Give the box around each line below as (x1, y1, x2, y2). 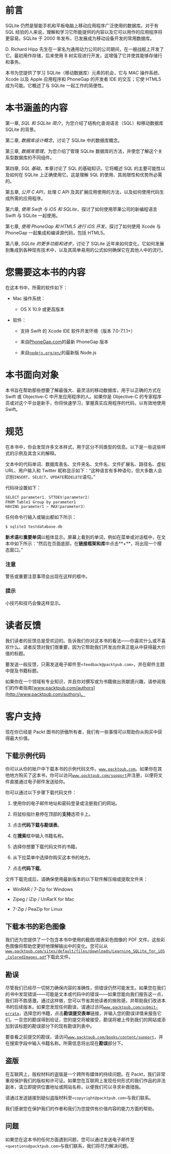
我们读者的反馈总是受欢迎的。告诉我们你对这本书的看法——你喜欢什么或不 (5, 637, 161, 644)
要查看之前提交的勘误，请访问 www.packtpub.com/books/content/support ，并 (5, 1034, 164, 1040)
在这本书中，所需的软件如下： (5, 284, 68, 291)
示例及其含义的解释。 (14, 450, 59, 456)
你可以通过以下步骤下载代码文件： (5, 789, 77, 796)
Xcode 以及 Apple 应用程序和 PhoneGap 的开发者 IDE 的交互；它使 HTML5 (5, 76, 161, 82)
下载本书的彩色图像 (5, 922, 66, 931)
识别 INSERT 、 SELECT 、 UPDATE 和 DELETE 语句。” (5, 474, 96, 480)
